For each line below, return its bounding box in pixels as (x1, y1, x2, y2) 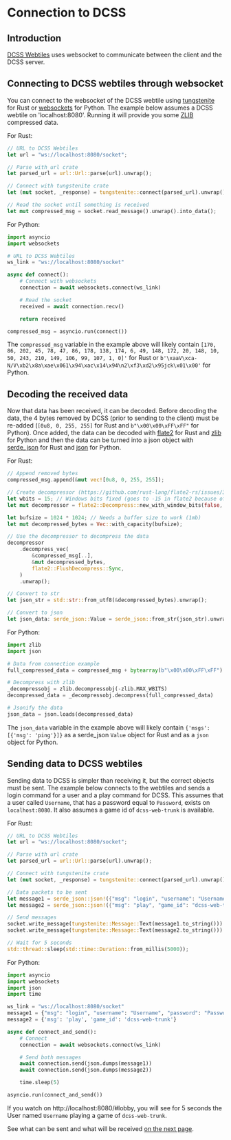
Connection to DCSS (7, 5, 126, 21)
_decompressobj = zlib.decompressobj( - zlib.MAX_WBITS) (7, 686, 168, 692)
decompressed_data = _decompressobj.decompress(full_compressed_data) (7, 692, 214, 699)
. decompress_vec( (19, 546, 69, 553)
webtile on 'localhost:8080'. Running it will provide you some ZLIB (7, 110, 194, 119)
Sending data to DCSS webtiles (7, 758, 143, 770)
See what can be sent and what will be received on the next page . (7, 1124, 195, 1132)
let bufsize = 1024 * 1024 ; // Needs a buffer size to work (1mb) (7, 514, 201, 521)
